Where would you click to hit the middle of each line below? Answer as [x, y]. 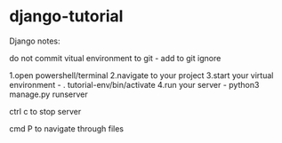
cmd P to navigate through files [67, 128]
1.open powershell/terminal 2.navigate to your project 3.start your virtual [141, 75]
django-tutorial [66, 16]
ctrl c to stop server [45, 111]
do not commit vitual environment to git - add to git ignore [115, 58]
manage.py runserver [49, 94]
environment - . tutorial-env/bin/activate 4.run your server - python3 [134, 84]
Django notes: [35, 41]
